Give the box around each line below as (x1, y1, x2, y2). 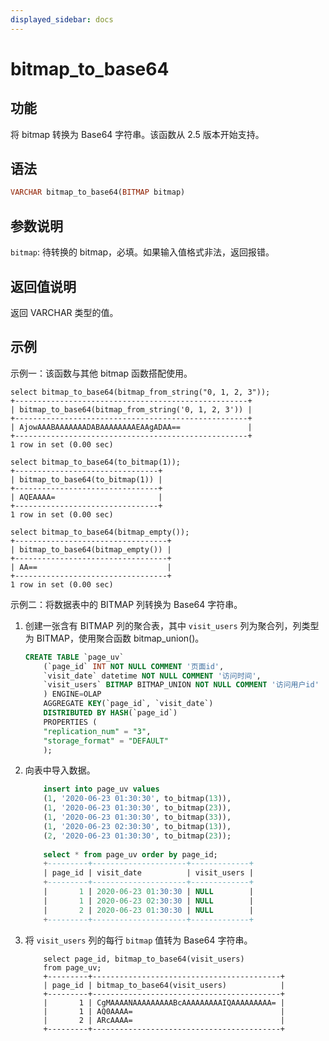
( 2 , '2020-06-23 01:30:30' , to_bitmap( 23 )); (43, 831, 232, 841)
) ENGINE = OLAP (43, 689, 102, 700)
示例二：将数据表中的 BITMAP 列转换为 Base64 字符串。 (10, 598, 243, 610)
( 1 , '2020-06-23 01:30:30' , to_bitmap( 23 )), (43, 803, 232, 813)
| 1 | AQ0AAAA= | (43, 1006, 286, 1016)
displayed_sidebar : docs (10, 14, 114, 25)
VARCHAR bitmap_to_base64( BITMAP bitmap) (10, 187, 186, 198)
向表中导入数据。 (24, 764, 96, 776)
